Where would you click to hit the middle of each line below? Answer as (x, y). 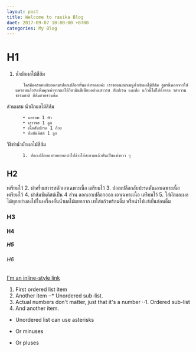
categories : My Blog (32, 28)
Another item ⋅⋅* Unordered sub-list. (59, 296)
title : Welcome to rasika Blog (45, 17)
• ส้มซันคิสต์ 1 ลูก (40, 133)
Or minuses (29, 331)
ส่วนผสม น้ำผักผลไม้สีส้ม (31, 107)
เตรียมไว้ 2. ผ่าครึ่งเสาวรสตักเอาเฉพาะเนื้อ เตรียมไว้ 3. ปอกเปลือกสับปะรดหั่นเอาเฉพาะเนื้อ (93, 188)
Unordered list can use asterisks (55, 320)
